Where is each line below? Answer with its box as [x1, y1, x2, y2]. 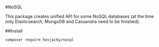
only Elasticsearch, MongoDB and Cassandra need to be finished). [5, 19, 140, 24]
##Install [5, 28, 23, 33]
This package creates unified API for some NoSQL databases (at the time [5, 14, 154, 19]
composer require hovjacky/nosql [5, 37, 74, 42]
